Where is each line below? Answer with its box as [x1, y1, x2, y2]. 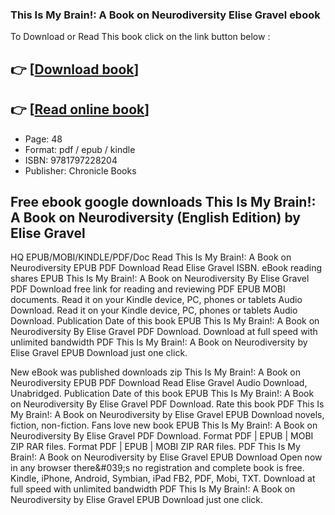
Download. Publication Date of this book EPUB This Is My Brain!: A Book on [10, 315, 320, 327]
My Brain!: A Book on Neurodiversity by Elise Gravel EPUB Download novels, [10, 409, 325, 421]
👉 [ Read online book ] [10, 101, 150, 118]
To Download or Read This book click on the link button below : [10, 31, 271, 43]
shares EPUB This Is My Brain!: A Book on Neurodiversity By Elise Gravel [10, 273, 310, 285]
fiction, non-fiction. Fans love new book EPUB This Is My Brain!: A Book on [10, 419, 318, 432]
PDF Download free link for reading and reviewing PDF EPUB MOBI [10, 283, 286, 295]
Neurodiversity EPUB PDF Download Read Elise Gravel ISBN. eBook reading [10, 262, 323, 274]
